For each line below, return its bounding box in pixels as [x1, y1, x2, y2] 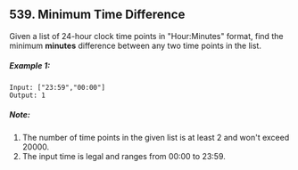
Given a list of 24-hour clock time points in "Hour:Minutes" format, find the [9, 30, 284, 41]
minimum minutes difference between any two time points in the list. [9, 40, 261, 51]
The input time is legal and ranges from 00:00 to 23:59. [21, 150, 226, 161]
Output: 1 [9, 91, 46, 100]
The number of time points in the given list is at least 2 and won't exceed [21, 132, 290, 142]
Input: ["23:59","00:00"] [9, 83, 105, 92]
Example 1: [9, 61, 51, 71]
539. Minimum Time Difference [9, 7, 186, 22]
